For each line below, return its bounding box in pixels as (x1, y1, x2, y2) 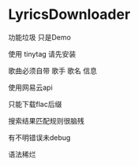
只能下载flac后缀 (8, 99, 62, 109)
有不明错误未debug (8, 132, 71, 142)
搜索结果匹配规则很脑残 (8, 116, 84, 125)
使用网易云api (8, 83, 53, 92)
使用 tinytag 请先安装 (8, 49, 76, 58)
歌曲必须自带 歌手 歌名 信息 (8, 65, 97, 76)
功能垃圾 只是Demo (8, 32, 71, 42)
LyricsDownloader (8, 6, 131, 24)
